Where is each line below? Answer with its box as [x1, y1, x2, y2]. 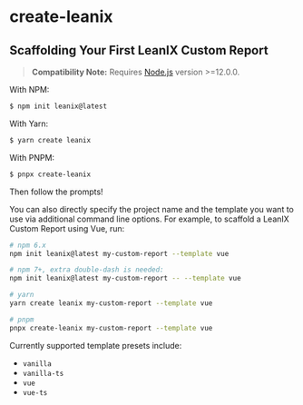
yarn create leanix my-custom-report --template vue [9, 299, 213, 308]
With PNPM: [9, 152, 55, 163]
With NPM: [9, 84, 50, 94]
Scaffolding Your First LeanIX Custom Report [9, 43, 269, 58]
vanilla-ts [22, 369, 64, 378]
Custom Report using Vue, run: [9, 222, 125, 233]
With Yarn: [9, 118, 49, 129]
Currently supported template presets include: [9, 340, 182, 351]
